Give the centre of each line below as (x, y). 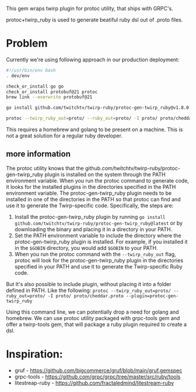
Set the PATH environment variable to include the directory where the (98, 235)
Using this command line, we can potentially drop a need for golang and (92, 312)
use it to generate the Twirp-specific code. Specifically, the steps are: (90, 205)
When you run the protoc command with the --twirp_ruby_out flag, (95, 254)
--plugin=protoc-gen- (153, 296)
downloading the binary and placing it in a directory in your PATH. (93, 229)
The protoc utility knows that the (45, 168)
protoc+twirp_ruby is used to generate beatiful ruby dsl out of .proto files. (94, 20)
